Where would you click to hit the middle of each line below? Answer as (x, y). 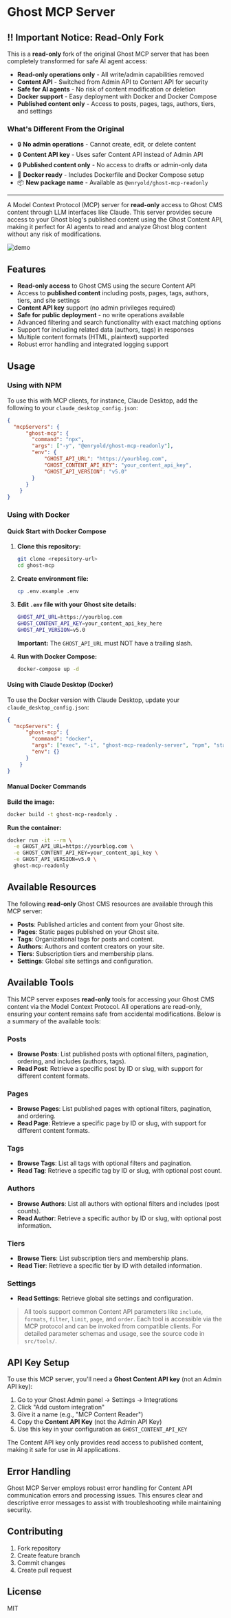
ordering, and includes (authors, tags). (71, 1061)
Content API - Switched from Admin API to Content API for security (112, 82)
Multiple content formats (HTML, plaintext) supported (93, 337)
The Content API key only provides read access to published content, (105, 1443)
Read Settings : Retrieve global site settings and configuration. (105, 1299)
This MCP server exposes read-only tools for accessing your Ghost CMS (111, 999)
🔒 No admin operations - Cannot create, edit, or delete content (107, 145)
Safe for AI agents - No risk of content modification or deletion (106, 89)
